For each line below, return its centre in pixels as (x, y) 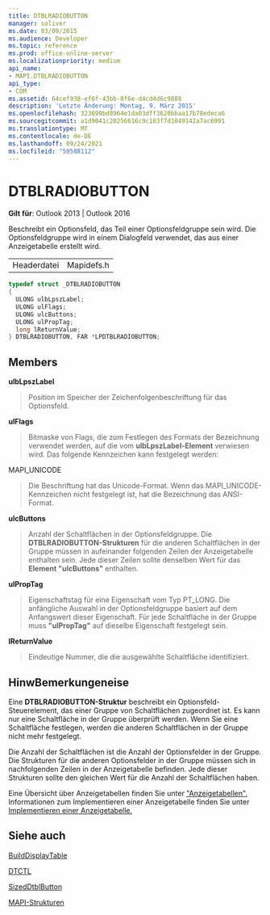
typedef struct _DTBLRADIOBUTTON (64, 285)
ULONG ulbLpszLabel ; (50, 300)
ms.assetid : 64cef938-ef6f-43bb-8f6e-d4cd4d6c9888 (95, 99)
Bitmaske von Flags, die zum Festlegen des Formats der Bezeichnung (143, 437)
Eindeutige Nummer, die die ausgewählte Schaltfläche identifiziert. (139, 657)
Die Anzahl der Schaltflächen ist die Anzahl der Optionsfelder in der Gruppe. (135, 752)
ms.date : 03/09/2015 (43, 31)
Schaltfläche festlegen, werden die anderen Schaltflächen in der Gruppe (128, 727)
